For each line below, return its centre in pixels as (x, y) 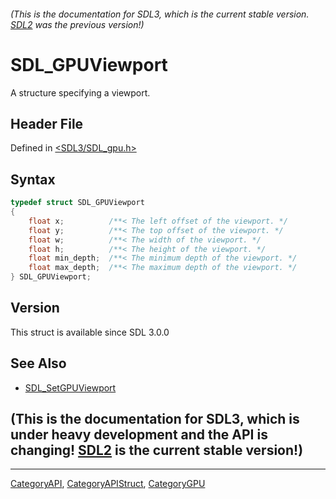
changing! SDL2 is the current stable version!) (157, 450)
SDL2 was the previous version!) (77, 24)
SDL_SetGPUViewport (70, 387)
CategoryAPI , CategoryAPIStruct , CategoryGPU (108, 484)
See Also (38, 363)
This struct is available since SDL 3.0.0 (90, 332)
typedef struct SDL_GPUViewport (77, 203)
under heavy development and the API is (139, 435)
